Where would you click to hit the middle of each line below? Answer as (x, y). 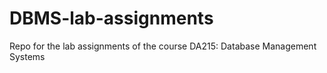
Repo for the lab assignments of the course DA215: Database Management (163, 46)
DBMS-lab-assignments (111, 18)
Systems (27, 56)
